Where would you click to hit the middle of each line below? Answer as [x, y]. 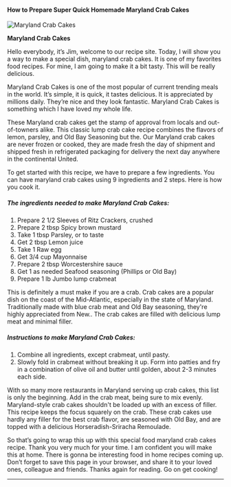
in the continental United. [43, 159]
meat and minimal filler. [40, 321]
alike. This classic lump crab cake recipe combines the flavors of [132, 130]
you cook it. [24, 187]
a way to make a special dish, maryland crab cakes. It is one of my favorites [114, 59]
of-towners [23, 130]
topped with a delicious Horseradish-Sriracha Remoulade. [89, 427]
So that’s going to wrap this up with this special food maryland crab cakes [112, 440]
